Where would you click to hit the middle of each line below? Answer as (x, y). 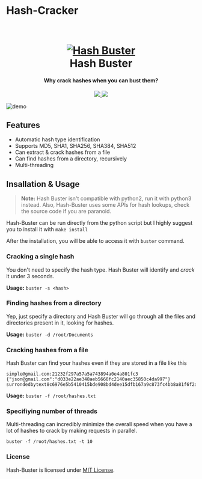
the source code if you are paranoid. (66, 212)
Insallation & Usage (43, 184)
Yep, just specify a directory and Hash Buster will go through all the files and (101, 316)
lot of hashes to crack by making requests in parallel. (72, 431)
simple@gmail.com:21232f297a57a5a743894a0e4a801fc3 (72, 374)
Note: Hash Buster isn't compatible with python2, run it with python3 (106, 198)
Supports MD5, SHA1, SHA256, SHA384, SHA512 (75, 146)
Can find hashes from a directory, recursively (71, 159)
